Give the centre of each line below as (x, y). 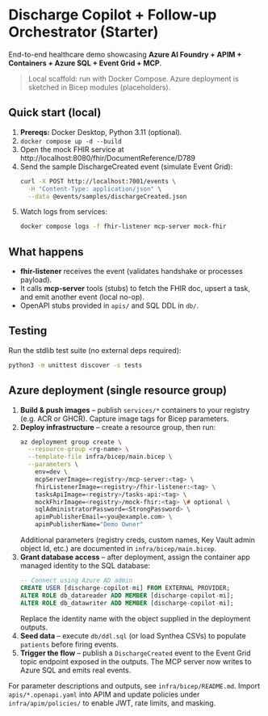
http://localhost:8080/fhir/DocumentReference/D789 (108, 158)
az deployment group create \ (71, 442)
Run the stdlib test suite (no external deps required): (95, 350)
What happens (46, 252)
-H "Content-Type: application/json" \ (95, 189)
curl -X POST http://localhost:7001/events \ (98, 181)
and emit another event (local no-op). (82, 297)
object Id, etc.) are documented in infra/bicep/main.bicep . (118, 549)
